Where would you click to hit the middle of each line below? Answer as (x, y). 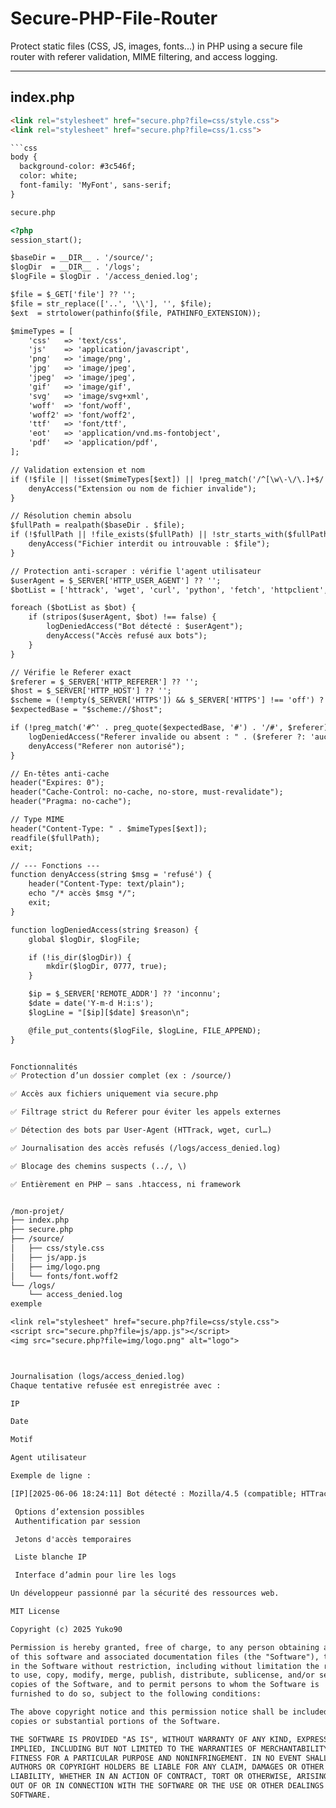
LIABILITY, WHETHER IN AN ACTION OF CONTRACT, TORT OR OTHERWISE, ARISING (169, 1777)
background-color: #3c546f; (78, 167)
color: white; (48, 176)
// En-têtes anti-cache (60, 773)
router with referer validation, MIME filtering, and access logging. (144, 56)
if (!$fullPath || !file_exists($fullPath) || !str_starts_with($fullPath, (171, 535)
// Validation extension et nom (77, 470)
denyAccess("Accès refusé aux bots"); (127, 636)
